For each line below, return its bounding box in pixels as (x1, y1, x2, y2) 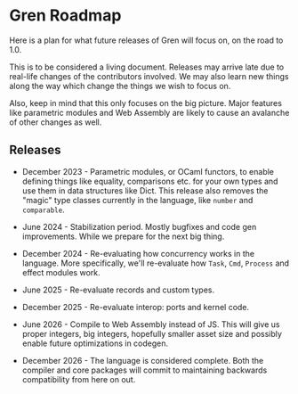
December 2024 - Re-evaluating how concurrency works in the (21, 248, 255, 259)
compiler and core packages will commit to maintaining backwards (21, 365, 268, 375)
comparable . (21, 204, 65, 215)
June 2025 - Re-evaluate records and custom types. (21, 284, 215, 295)
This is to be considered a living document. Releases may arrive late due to (9, 62, 285, 72)
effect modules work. (21, 267, 101, 277)
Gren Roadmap (9, 5, 122, 26)
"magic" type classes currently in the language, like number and (21, 194, 254, 205)
